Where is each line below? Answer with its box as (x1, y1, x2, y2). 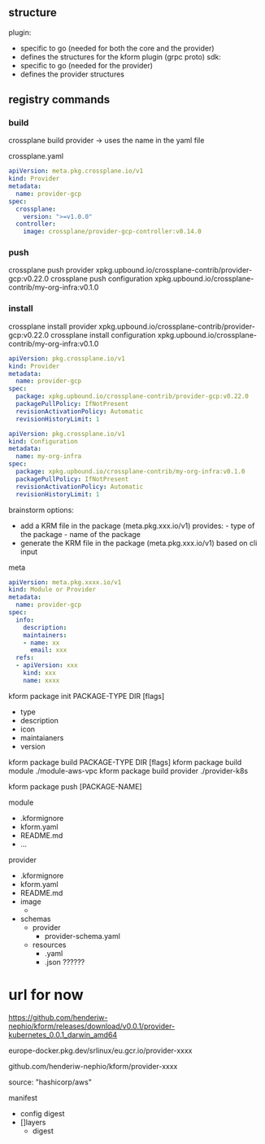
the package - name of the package (20, 529, 141, 539)
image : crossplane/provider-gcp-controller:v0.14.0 (23, 228, 202, 236)
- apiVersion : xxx (15, 662, 79, 670)
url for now (8, 985, 84, 1004)
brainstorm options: (8, 504, 75, 514)
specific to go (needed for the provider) (20, 60, 153, 70)
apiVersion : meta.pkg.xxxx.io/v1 (8, 578, 122, 587)
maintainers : (23, 631, 67, 640)
